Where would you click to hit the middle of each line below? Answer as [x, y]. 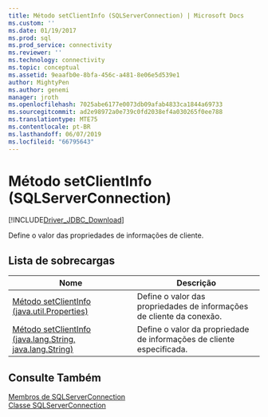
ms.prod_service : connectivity [60, 45]
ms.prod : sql [30, 38]
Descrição [197, 283]
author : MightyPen [39, 82]
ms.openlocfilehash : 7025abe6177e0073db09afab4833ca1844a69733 [116, 104]
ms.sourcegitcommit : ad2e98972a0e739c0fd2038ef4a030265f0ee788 [116, 112]
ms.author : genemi [39, 90]
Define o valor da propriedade [193, 329]
